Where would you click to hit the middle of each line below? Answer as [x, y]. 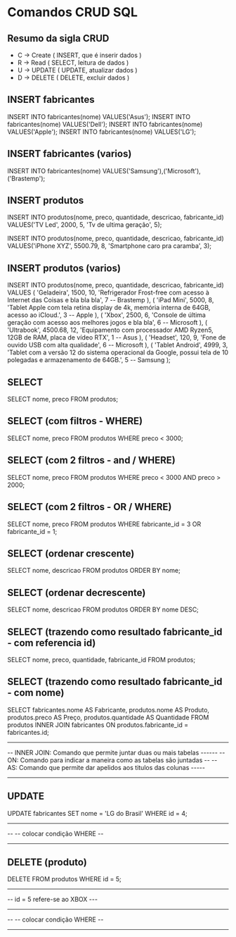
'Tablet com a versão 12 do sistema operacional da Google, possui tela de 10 [118, 352]
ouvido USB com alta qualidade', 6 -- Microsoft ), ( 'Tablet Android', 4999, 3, [118, 345]
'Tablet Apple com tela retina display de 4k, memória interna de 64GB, [109, 308]
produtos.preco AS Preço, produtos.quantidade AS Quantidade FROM [108, 717]
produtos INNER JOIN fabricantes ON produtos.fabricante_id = [98, 725]
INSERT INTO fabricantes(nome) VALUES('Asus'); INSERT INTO [99, 116]
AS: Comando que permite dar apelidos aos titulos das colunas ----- [106, 767]
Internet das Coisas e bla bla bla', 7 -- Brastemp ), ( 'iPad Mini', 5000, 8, [111, 300]
